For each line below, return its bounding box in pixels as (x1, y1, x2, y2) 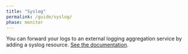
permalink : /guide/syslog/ (6, 14, 72, 20)
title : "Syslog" (6, 8, 46, 15)
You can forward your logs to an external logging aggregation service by (6, 35, 182, 42)
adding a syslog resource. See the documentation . (6, 41, 128, 48)
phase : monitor (6, 19, 44, 25)
